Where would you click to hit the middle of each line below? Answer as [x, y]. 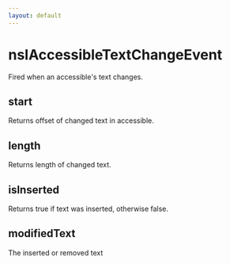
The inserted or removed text [56, 253]
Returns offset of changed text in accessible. [81, 121]
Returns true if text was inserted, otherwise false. [88, 209]
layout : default [35, 15]
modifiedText [42, 233]
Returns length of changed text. [60, 165]
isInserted [34, 190]
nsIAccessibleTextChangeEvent [115, 54]
